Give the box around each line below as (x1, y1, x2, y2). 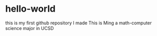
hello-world (5, 3, 56, 15)
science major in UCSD (5, 25, 54, 31)
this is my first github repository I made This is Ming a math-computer (5, 20, 152, 26)
